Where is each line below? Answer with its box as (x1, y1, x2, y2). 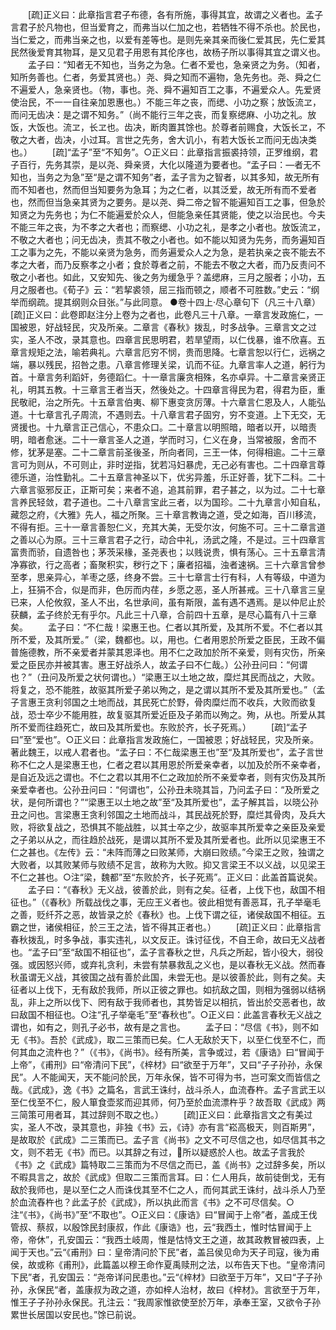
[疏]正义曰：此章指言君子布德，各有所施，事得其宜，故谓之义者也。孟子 (27, 9, 324, 20)
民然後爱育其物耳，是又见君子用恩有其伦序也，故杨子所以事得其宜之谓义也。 (10, 46, 326, 58)
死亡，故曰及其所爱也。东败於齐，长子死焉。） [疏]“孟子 (62, 721, 308, 733)
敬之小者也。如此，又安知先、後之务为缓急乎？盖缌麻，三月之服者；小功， (10, 271, 317, 283)
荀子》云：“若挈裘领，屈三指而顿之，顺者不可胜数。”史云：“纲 (66, 284, 320, 295)
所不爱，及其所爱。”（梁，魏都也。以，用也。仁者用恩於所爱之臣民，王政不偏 (10, 634, 326, 645)
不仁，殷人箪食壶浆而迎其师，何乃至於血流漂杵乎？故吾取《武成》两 (44, 1096, 326, 1108)
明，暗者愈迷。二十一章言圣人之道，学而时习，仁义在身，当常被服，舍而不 (10, 434, 317, 445)
